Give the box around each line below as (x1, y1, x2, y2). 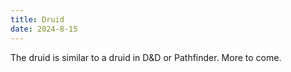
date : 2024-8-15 (10, 24, 78, 34)
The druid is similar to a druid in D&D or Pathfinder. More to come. (10, 51, 282, 63)
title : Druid (10, 14, 65, 25)
